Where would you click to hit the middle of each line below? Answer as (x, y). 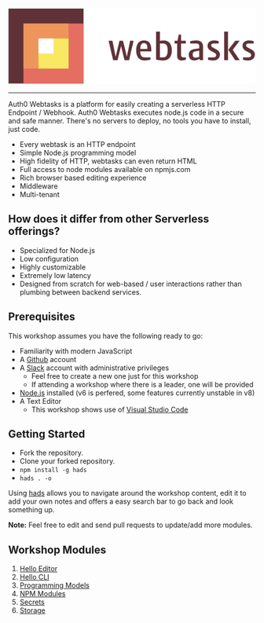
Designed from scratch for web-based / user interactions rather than (130, 284)
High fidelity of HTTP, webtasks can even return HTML (108, 161)
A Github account (48, 359)
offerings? (34, 231)
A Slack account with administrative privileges (94, 368)
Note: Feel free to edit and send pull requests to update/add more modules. (130, 525)
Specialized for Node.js (57, 250)
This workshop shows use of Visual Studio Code (110, 409)
